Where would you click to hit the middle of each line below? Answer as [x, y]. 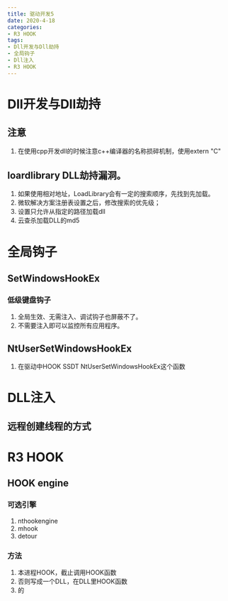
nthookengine [38, 521]
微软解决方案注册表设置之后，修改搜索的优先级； [89, 202]
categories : [25, 27]
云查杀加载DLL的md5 [49, 220]
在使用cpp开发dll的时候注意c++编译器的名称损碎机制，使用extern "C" [119, 151]
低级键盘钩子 [29, 300]
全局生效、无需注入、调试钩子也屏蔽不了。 [80, 317]
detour [27, 536]
